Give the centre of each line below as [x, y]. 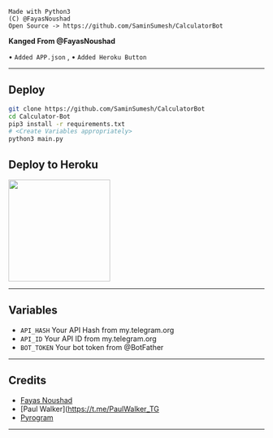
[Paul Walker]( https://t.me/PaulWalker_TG [90, 409]
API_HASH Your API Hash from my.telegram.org [97, 330]
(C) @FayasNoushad [39, 19]
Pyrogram [37, 417]
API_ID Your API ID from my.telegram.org [88, 339]
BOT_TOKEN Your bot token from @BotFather [92, 347]
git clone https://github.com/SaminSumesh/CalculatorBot [107, 109]
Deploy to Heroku [54, 164]
